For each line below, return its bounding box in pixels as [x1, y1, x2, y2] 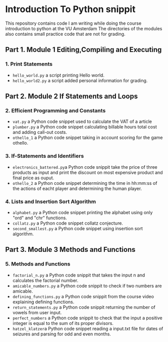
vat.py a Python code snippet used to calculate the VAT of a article [12, 118, 152, 124]
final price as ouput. [12, 175, 54, 181]
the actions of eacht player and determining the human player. [12, 185, 142, 191]
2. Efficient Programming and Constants [5, 107, 106, 114]
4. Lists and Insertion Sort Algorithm [5, 198, 96, 205]
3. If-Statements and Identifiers [5, 153, 84, 160]
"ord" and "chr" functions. [12, 215, 67, 221]
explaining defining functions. [12, 299, 75, 305]
